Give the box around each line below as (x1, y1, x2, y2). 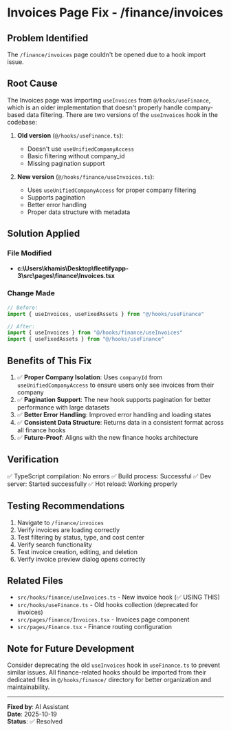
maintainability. (7, 683, 50, 691)
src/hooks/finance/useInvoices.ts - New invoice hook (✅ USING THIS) (16, 593, 220, 602)
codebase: (7, 118, 38, 126)
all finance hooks (16, 425, 66, 434)
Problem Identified (7, 32, 89, 44)
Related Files (7, 575, 64, 586)
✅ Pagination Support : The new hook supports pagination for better (16, 395, 211, 403)
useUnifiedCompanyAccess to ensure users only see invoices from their (16, 381, 214, 389)
